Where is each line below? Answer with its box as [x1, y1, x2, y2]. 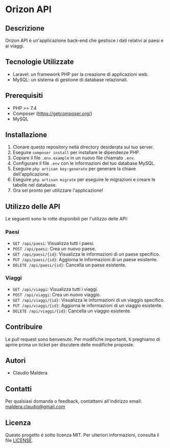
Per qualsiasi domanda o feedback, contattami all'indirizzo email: [5, 398, 142, 404]
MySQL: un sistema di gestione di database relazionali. [12, 77, 128, 83]
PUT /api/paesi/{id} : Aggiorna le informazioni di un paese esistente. [12, 256, 158, 262]
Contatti [5, 384, 32, 393]
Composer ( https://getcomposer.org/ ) [12, 110, 93, 116]
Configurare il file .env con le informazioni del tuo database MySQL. [12, 160, 156, 166]
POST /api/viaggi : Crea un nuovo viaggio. [12, 291, 101, 297]
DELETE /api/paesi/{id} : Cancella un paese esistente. [12, 262, 127, 268]
